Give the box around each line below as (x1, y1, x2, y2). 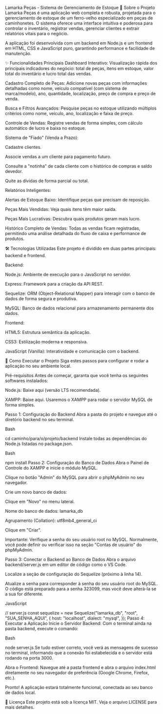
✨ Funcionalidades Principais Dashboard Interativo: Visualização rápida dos (5, 60, 158, 66)
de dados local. (5, 690, 36, 695)
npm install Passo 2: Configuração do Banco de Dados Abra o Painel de (5, 460, 149, 465)
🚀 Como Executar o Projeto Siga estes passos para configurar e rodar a (5, 358, 149, 363)
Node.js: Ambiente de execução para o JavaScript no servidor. (5, 272, 131, 277)
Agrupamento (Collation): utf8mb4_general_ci (5, 518, 97, 524)
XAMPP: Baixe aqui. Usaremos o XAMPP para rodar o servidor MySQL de (5, 397, 153, 403)
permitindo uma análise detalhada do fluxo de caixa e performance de (5, 231, 146, 236)
